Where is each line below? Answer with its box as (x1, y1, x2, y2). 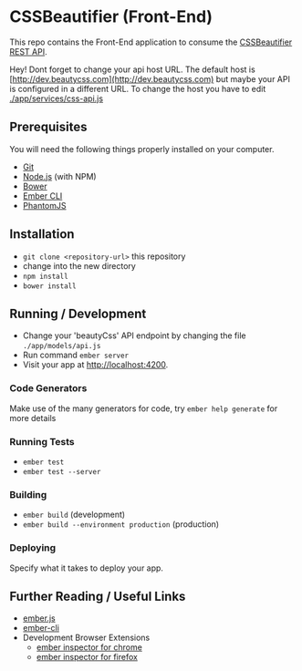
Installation (9, 226, 75, 243)
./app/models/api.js (22, 342, 101, 351)
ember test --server (22, 467, 101, 476)
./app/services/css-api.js (9, 93, 103, 104)
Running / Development (9, 305, 147, 321)
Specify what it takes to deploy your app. (9, 563, 164, 573)
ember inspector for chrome (36, 642, 143, 653)
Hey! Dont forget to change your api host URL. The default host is (9, 64, 255, 75)
